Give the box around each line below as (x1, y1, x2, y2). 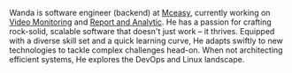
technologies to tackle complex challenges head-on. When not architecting (9, 45, 283, 55)
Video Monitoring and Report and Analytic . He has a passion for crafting (9, 17, 272, 27)
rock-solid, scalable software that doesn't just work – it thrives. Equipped (9, 26, 275, 36)
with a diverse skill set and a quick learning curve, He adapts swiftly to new (9, 35, 283, 46)
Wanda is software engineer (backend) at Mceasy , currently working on (9, 8, 271, 18)
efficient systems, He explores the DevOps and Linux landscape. (9, 55, 245, 64)
